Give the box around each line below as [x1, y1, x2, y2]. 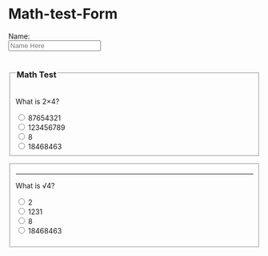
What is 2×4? [15, 97, 60, 107]
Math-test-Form [8, 5, 118, 23]
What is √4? [15, 181, 55, 190]
